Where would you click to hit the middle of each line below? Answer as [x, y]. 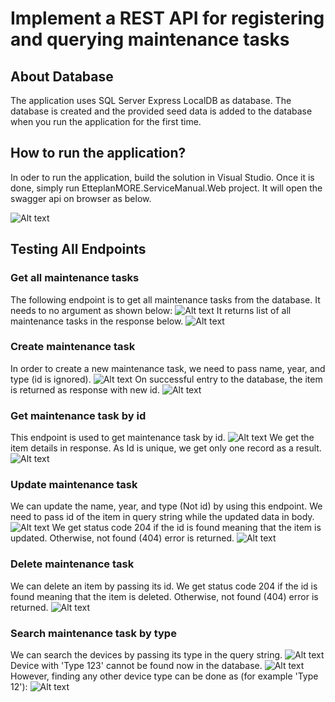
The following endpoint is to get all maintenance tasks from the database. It [165, 299]
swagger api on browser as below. [81, 198]
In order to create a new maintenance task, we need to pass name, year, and [168, 368]
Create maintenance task [73, 347]
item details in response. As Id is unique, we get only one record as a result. [166, 448]
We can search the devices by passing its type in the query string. [146, 654]
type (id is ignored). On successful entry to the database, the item [166, 379]
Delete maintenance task [72, 564]
